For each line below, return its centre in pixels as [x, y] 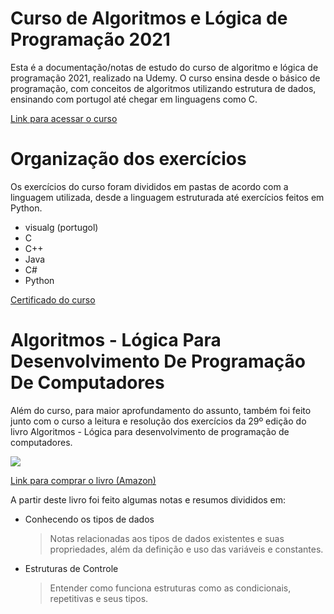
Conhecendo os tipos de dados [89, 519]
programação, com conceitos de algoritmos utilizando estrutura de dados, [163, 88]
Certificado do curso [53, 299]
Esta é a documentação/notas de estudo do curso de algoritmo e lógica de [164, 67]
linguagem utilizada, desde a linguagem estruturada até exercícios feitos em [167, 197]
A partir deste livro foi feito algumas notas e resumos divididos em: [148, 499]
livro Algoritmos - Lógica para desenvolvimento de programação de [150, 431]
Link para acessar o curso [64, 118]
